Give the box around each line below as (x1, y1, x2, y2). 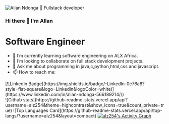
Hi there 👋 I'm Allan (5, 17, 53, 24)
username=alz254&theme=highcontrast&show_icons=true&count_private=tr (5, 102, 164, 108)
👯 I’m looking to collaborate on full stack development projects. (12, 58, 144, 64)
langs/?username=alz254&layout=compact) (5, 112, 97, 118)
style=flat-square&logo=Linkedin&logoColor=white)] (5, 86, 115, 92)
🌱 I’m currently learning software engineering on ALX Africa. (12, 52, 138, 58)
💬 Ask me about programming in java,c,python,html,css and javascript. (12, 63, 160, 69)
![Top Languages (13, 107, 49, 113)
